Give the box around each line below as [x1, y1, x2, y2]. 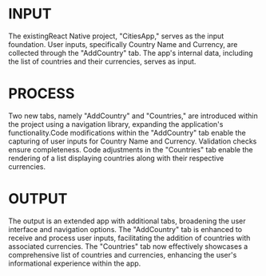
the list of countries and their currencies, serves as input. [8, 57, 197, 66]
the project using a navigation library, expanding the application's [8, 119, 224, 128]
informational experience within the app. [8, 258, 141, 268]
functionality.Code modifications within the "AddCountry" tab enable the [8, 128, 246, 137]
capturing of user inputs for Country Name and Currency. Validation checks [8, 136, 257, 146]
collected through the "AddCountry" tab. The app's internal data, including [8, 48, 253, 57]
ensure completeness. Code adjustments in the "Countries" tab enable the [8, 144, 253, 154]
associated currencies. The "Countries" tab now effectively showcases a [8, 241, 248, 251]
